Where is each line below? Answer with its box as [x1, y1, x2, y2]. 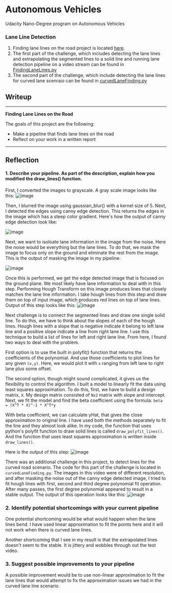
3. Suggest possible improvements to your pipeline [5, 560, 135, 567]
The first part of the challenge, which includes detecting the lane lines [12, 50, 161, 57]
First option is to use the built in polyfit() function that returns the [5, 349, 142, 355]
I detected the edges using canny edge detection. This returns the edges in [5, 208, 164, 214]
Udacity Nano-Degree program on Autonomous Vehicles [5, 21, 125, 27]
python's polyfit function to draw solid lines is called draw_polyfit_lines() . [5, 428, 164, 434]
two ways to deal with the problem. [5, 339, 79, 345]
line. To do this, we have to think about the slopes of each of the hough [5, 317, 155, 323]
